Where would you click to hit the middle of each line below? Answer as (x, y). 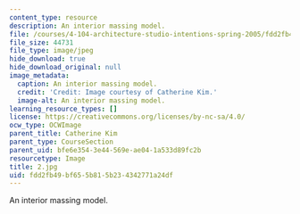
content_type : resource (54, 17)
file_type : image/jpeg (51, 51)
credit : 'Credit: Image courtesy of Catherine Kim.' (117, 92)
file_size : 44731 (42, 42)
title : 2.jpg (33, 167)
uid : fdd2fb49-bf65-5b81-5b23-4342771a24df (92, 175)
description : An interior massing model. (87, 26)
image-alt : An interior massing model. (92, 100)
